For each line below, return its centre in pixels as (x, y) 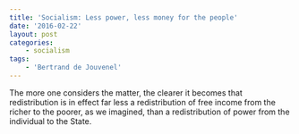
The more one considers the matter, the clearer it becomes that (126, 92)
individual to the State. (51, 121)
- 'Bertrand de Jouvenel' (74, 68)
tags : (19, 59)
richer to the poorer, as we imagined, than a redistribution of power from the (149, 112)
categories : (31, 42)
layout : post (34, 34)
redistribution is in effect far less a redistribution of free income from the (142, 102)
